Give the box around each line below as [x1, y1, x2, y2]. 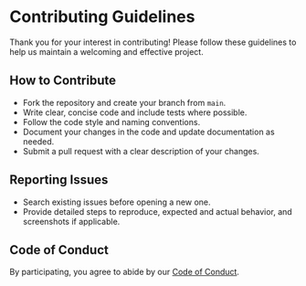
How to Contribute [9, 73, 117, 89]
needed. [22, 135, 55, 147]
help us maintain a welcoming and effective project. [9, 46, 204, 57]
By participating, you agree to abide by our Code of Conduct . [9, 267, 240, 278]
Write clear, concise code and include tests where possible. [22, 107, 248, 118]
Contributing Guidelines [9, 6, 195, 27]
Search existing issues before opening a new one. [22, 196, 212, 207]
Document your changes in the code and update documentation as [22, 126, 276, 137]
